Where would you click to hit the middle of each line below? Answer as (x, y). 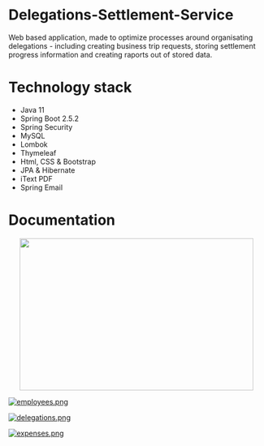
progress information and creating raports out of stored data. (110, 54)
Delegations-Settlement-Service (121, 15)
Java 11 (32, 109)
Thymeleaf (38, 152)
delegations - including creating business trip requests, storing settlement (132, 45)
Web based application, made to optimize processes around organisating (131, 37)
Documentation (62, 220)
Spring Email (41, 187)
